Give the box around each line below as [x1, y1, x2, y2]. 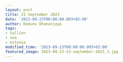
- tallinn [5, 30, 26, 35]
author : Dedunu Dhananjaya [5, 21, 62, 26]
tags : [5, 26, 17, 31]
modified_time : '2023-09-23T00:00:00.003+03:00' [5, 44, 109, 49]
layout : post [5, 7, 33, 12]
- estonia [5, 40, 26, 45]
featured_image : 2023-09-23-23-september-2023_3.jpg [5, 49, 118, 54]
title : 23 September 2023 [5, 12, 59, 17]
